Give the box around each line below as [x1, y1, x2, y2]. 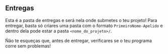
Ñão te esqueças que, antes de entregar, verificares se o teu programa [5, 37, 152, 43]
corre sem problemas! [5, 42, 51, 49]
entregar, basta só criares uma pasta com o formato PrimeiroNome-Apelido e [5, 22, 163, 28]
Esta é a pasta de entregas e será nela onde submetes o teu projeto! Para [5, 17, 157, 23]
